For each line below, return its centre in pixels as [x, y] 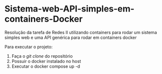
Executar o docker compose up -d [46, 66]
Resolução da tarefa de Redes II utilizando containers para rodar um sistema [81, 32]
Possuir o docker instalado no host [46, 61]
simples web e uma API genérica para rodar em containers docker [71, 37]
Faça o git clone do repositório [42, 56]
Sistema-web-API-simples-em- [69, 9]
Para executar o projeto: [29, 47]
